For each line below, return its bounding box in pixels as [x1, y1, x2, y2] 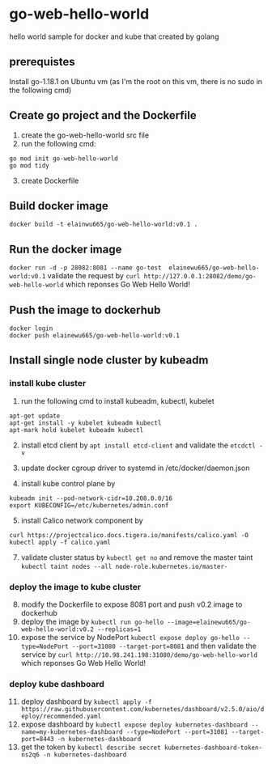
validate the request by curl [47, 271, 141, 281]
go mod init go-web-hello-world [9, 155, 118, 163]
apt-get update [9, 412, 61, 420]
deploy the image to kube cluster [9, 581, 141, 592]
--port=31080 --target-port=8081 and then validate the [72, 641, 257, 650]
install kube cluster [9, 378, 87, 389]
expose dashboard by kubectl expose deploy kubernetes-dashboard [20, 719, 249, 729]
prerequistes [9, 55, 75, 69]
